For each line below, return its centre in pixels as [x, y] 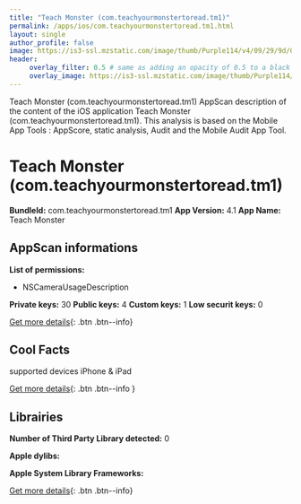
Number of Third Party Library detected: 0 [90, 439]
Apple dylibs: [34, 456]
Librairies [36, 417]
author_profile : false [52, 43]
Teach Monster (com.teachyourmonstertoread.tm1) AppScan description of [148, 101]
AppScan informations [74, 248]
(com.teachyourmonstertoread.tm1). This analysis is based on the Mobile [144, 120]
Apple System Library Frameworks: [77, 474]
